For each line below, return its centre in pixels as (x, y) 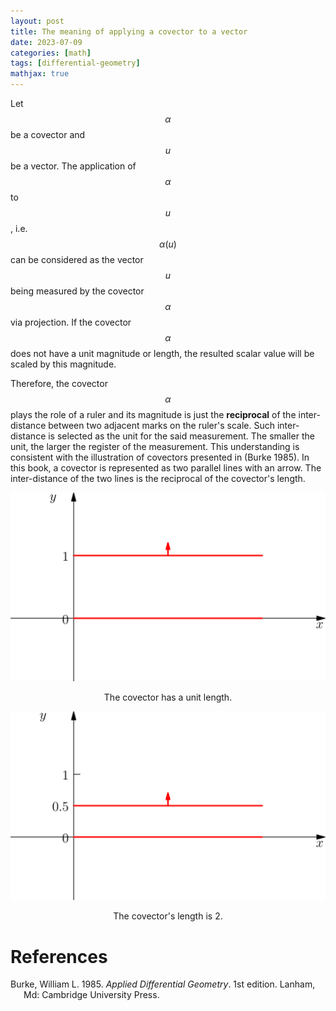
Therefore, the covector (59, 383)
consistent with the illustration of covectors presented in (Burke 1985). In (160, 457)
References (59, 956)
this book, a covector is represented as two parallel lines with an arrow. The (166, 468)
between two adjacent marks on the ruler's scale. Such (161, 425)
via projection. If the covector (71, 322)
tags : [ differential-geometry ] (75, 63)
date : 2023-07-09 (46, 42)
